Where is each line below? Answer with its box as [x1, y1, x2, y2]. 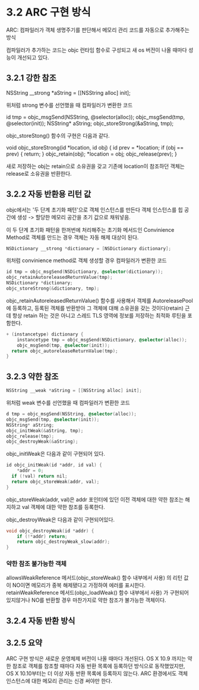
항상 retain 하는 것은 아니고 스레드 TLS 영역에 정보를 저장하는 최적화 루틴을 [12, 312, 187, 319]
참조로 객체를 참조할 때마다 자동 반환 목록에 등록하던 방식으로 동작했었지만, [12, 662, 185, 669]
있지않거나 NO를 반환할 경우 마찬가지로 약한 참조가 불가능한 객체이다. [6, 596, 166, 604]
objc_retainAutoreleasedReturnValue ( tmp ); [6, 275, 113, 281]
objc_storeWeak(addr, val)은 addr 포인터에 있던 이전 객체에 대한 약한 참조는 [6, 496, 184, 503]
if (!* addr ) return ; [17, 533, 68, 539]
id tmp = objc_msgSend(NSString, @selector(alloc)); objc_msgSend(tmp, [6, 113, 185, 120]
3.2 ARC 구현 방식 [6, 5, 91, 19]
